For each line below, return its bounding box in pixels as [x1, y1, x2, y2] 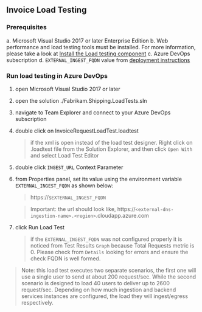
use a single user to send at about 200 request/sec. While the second [21, 273, 197, 280]
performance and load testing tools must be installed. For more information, [6, 43, 196, 50]
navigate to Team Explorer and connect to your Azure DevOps [15, 109, 171, 116]
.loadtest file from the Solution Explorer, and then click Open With [30, 145, 193, 153]
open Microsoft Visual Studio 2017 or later [15, 85, 120, 92]
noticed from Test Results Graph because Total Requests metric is [30, 241, 195, 249]
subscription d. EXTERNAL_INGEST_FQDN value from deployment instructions [6, 56, 190, 63]
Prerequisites [6, 23, 47, 32]
